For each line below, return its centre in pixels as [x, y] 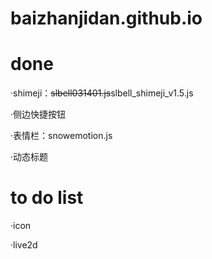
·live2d [24, 245]
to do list [47, 198]
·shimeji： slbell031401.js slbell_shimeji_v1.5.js [102, 93]
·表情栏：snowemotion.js [61, 136]
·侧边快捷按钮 [38, 114]
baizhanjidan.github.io [106, 18]
